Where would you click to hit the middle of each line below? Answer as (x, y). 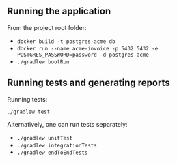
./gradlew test (29, 112)
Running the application (59, 11)
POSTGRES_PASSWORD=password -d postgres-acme (83, 55)
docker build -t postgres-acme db (66, 41)
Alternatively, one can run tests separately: (67, 124)
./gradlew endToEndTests (52, 153)
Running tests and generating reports (88, 83)
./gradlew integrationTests (57, 145)
